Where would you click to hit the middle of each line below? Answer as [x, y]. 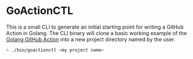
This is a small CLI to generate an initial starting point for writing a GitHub [95, 27]
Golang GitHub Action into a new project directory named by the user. [91, 39]
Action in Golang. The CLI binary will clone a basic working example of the [97, 33]
